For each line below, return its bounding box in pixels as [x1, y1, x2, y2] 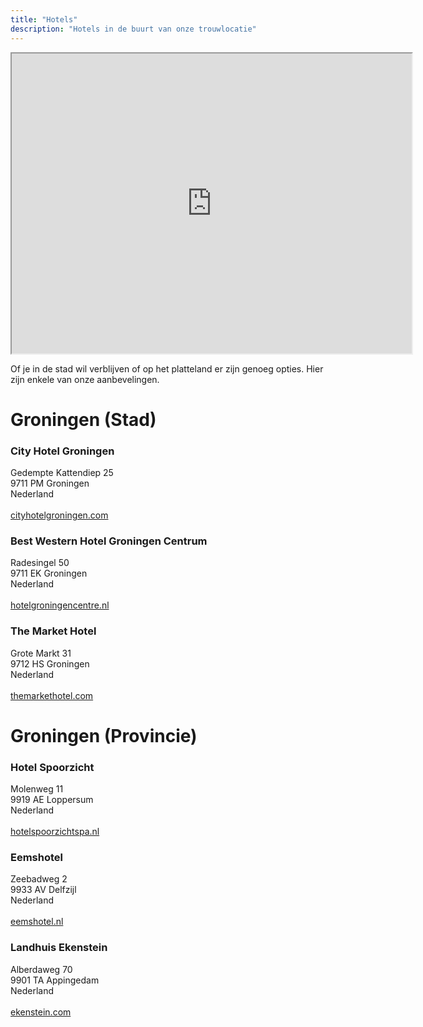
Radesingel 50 [10, 557, 70, 569]
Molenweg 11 [10, 783, 64, 795]
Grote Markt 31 [10, 647, 72, 659]
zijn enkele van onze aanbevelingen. [10, 373, 160, 385]
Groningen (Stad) [10, 408, 157, 431]
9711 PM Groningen [10, 477, 90, 489]
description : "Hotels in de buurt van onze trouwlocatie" [10, 24, 257, 34]
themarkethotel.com [10, 689, 94, 701]
